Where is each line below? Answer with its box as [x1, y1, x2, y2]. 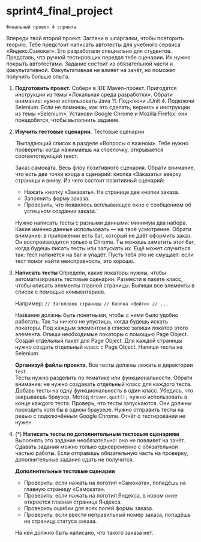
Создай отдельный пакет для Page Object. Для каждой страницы [14, 337, 182, 344]
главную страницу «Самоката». [23, 485, 106, 493]
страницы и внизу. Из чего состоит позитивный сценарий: [14, 176, 165, 184]
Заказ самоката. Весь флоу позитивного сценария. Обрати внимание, [14, 164, 196, 171]
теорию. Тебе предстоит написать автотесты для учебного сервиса [6, 41, 181, 48]
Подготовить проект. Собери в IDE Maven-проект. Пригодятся [14, 84, 177, 91]
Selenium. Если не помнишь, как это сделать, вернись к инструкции [14, 103, 190, 110]
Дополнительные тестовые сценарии [14, 467, 115, 475]
